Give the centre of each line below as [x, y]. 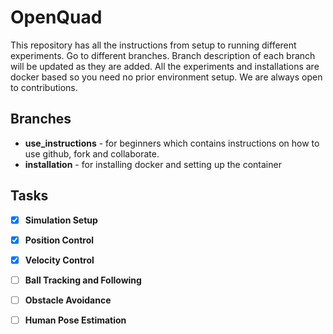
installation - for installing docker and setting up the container [153, 164]
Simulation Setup [61, 220]
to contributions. [44, 87]
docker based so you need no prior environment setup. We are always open [166, 77]
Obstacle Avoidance [68, 300]
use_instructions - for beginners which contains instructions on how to [172, 143]
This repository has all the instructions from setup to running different [153, 45]
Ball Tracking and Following [83, 280]
